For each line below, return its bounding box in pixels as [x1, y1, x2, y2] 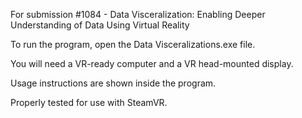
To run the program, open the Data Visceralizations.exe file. [10, 39, 256, 50]
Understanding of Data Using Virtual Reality [10, 19, 190, 31]
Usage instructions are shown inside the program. [10, 77, 217, 89]
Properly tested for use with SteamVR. [10, 97, 168, 108]
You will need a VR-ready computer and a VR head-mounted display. [10, 58, 294, 69]
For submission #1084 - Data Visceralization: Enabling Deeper [10, 9, 266, 20]
